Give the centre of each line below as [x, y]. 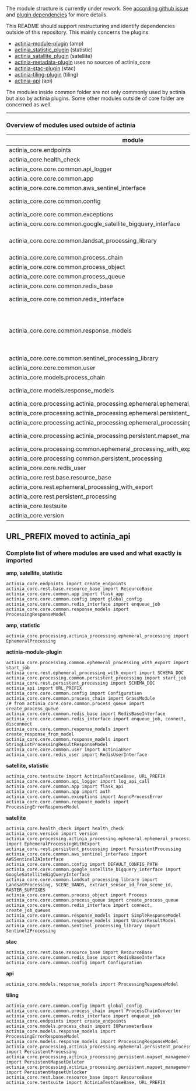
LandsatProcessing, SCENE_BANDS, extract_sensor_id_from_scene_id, [90, 885]
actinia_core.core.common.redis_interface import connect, [79, 905]
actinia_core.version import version [52, 833]
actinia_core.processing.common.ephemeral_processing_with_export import [98, 662]
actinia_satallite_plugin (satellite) [53, 56]
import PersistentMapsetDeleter [45, 1062]
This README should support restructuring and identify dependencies [90, 26]
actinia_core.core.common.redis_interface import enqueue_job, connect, [96, 719]
